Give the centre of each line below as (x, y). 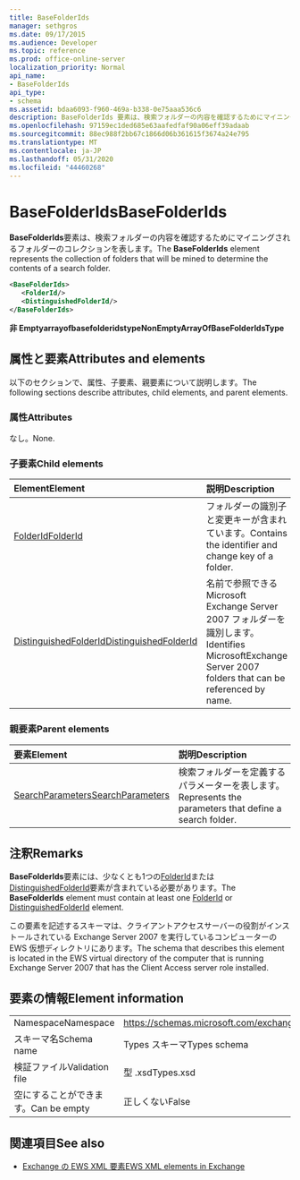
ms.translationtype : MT (54, 142)
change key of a (240, 556)
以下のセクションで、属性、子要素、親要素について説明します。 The (133, 382)
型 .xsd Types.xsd (160, 1073)
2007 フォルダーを (246, 620)
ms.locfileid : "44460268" (57, 167)
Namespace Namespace (64, 1023)
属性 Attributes (41, 417)
